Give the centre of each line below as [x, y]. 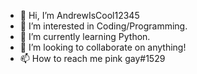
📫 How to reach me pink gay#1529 [92, 58]
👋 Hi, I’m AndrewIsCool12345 [79, 15]
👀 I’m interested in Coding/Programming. [103, 26]
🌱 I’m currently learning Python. [85, 36]
